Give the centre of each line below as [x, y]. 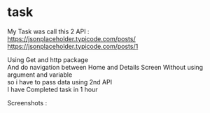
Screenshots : [27, 103]
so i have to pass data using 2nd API [60, 82]
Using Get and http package [48, 59]
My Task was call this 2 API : [48, 31]
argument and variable [40, 75]
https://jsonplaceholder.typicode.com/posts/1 [73, 46]
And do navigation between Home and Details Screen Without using [105, 67]
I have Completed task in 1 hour [52, 89]
